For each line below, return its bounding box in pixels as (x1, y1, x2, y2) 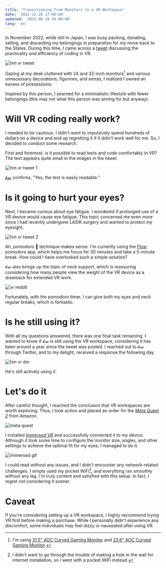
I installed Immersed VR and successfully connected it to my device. (5, 432, 144, 438)
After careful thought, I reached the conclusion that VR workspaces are (5, 402, 150, 408)
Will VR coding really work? (5, 114, 121, 125)
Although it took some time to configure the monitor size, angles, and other (5, 437, 158, 443)
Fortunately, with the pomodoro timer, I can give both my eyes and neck (5, 294, 152, 300)
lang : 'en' (5, 21, 28, 26)
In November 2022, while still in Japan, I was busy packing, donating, (5, 35, 147, 41)
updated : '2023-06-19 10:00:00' (5, 16, 72, 21)
